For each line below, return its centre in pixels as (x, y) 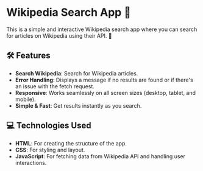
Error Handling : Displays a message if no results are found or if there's (104, 80)
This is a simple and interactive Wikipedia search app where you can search (102, 29)
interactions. (31, 162)
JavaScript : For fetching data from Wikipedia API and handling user (100, 156)
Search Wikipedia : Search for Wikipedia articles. (77, 73)
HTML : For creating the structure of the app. (71, 143)
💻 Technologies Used (49, 126)
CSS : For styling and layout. (50, 150)
